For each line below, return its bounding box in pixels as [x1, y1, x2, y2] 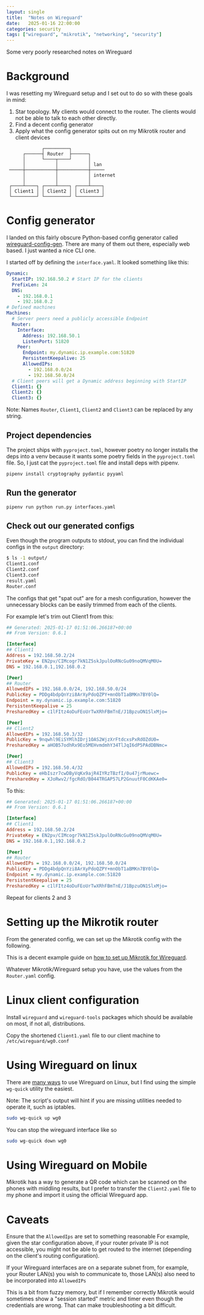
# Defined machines [6, 304, 56, 310]
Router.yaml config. [6, 972, 56, 979]
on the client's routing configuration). [6, 1252, 100, 1260]
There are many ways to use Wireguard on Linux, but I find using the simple [6, 1078, 196, 1085]
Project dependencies [6, 430, 92, 440]
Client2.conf [6, 567, 40, 573]
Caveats [6, 1213, 49, 1227]
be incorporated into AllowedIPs [6, 1277, 86, 1285]
